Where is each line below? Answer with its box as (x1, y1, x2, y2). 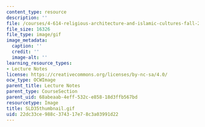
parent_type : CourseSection (6, 89, 78, 95)
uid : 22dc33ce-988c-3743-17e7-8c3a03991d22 (6, 111, 119, 117)
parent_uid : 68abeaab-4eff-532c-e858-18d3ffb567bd (6, 94, 138, 100)
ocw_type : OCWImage (6, 77, 56, 83)
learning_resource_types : (6, 60, 72, 66)
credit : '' (12, 49, 40, 55)
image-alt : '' (12, 54, 48, 60)
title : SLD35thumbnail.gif (6, 105, 75, 112)
